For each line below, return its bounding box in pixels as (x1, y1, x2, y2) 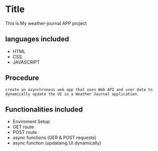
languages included (5, 35, 69, 43)
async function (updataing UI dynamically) (12, 140, 101, 146)
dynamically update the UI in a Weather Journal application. (5, 91, 139, 96)
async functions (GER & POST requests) (12, 135, 96, 141)
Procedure (5, 74, 39, 82)
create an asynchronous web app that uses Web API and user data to (5, 87, 153, 92)
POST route (12, 129, 37, 135)
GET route (12, 124, 34, 130)
